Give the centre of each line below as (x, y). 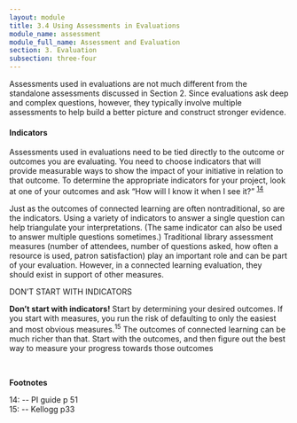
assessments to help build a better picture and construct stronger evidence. (148, 112)
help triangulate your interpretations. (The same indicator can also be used (146, 227)
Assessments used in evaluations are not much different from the (129, 84)
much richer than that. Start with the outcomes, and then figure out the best (148, 339)
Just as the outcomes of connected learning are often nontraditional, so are (147, 208)
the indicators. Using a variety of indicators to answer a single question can (147, 217)
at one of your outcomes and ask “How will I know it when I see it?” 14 (137, 190)
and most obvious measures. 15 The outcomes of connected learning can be (148, 328)
